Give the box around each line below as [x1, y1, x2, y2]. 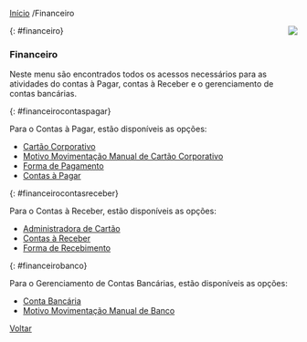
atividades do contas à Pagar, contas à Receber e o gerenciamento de [9, 78, 274, 89]
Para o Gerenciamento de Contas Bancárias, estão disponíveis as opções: [9, 278, 288, 289]
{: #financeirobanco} [9, 260, 88, 272]
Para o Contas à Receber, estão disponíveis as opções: [9, 205, 217, 217]
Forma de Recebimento [22, 243, 111, 254]
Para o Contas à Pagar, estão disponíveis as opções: [9, 123, 207, 135]
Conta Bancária [22, 295, 82, 306]
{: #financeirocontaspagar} [9, 106, 111, 117]
